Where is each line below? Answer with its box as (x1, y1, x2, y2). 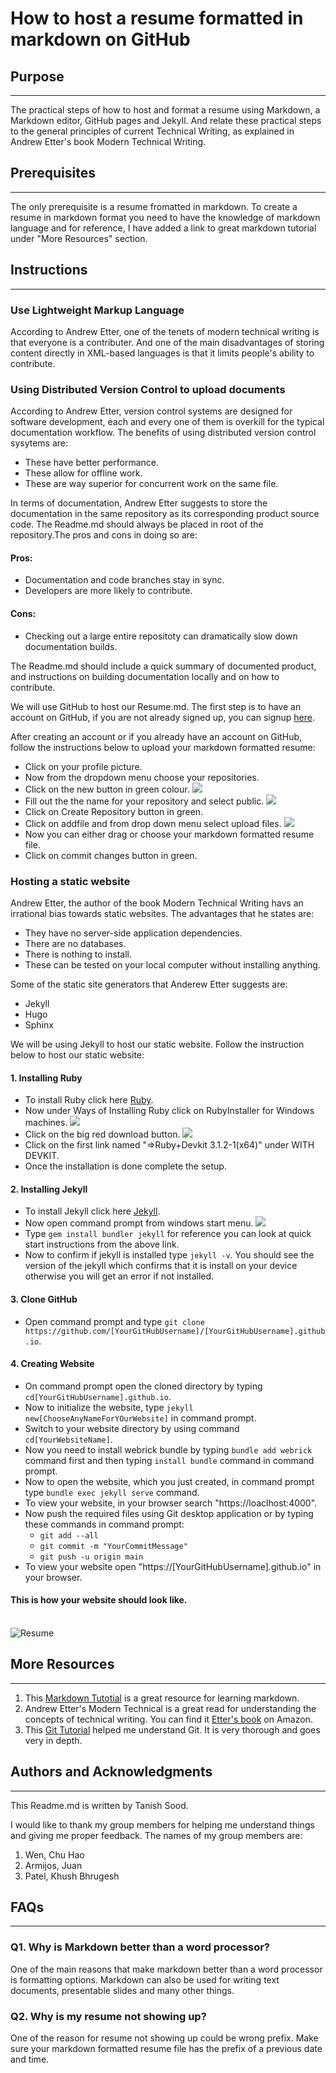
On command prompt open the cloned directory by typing (24, 1380, 263, 1392)
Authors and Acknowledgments (10, 1763, 213, 1781)
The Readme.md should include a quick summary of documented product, (10, 660, 317, 672)
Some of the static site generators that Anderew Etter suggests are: (10, 978, 288, 990)
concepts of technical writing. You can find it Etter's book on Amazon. (24, 1713, 313, 1725)
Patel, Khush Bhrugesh (24, 1870, 120, 1882)
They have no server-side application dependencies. (24, 927, 243, 939)
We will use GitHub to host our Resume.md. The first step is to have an (10, 700, 302, 712)
